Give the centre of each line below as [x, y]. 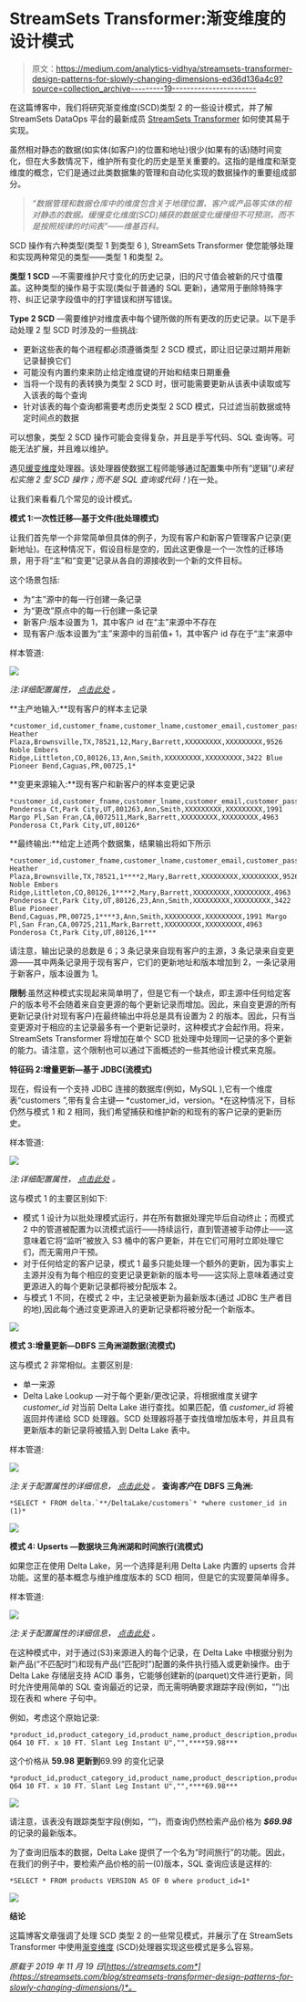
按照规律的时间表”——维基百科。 [102, 225]
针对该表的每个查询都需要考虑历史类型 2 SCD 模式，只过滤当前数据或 [153, 406]
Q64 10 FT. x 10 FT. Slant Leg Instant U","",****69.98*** [124, 1786]
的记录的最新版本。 [46, 1832]
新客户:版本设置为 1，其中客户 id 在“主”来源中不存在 [119, 622]
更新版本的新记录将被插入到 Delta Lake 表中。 [109, 1430]
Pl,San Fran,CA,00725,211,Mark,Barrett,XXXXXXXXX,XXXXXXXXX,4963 [136, 924]
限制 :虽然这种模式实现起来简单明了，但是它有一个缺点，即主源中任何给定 [147, 992]
